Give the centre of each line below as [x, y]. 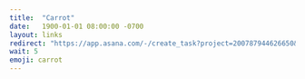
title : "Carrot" [42, 18]
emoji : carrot [36, 60]
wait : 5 [24, 52]
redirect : [28, 43]
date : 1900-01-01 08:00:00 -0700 [77, 26]
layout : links [36, 35]
